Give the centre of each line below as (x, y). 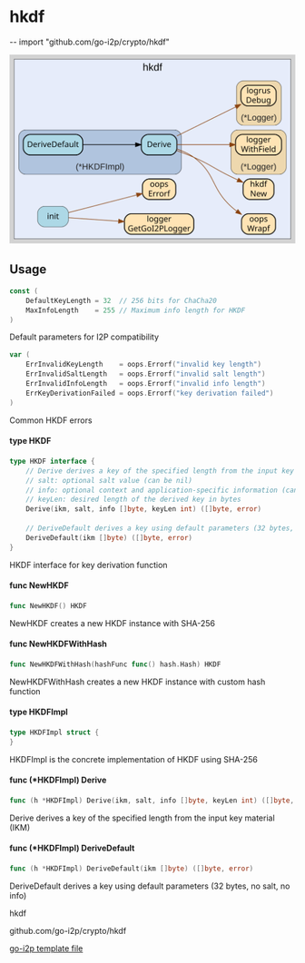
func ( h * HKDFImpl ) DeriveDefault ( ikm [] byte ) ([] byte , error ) (132, 869)
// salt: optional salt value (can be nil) (109, 480)
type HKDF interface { (52, 461)
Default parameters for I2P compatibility (84, 337)
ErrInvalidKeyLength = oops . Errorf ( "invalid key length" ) (143, 365)
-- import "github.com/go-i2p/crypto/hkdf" (89, 42)
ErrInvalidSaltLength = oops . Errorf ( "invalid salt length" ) (146, 374)
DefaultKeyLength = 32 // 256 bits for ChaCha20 (122, 300)
